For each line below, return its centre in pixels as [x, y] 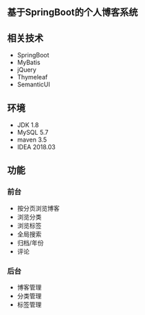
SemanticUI [33, 84]
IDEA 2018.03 [36, 147]
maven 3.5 [32, 140]
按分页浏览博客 [38, 208]
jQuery [26, 70]
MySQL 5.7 [33, 133]
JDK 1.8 [28, 125]
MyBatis [29, 63]
